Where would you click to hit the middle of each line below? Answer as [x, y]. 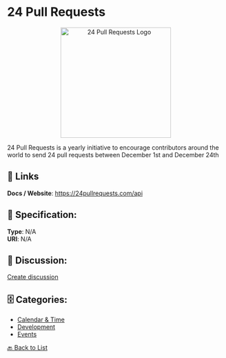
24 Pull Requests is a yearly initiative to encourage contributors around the [113, 147]
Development [36, 327]
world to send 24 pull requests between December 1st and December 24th [113, 155]
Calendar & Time [41, 320]
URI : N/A [20, 239]
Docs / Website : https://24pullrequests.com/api [75, 193]
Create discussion [33, 277]
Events [27, 335]
